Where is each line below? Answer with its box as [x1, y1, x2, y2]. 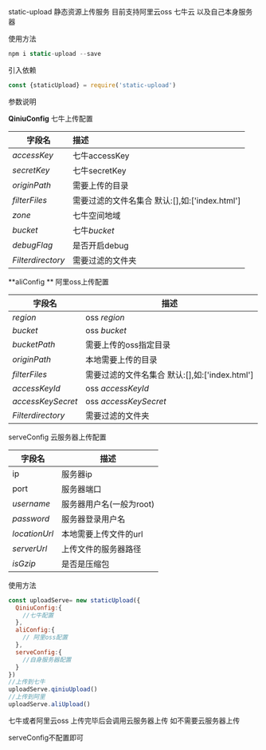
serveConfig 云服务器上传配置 [8, 432, 107, 442]
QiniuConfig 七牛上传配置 [8, 113, 93, 123]
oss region [85, 312, 125, 323]
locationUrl [12, 528, 54, 539]
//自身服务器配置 [22, 656, 72, 664]
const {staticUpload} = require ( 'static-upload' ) [8, 81, 177, 89]
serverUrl [12, 542, 48, 554]
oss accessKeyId [85, 383, 150, 394]
